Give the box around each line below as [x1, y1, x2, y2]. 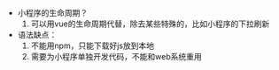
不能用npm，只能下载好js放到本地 [30, 40, 155, 51]
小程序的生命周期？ [17, 8, 89, 17]
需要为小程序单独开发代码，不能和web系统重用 [30, 52, 202, 61]
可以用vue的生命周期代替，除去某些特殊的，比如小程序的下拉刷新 [30, 18, 270, 29]
